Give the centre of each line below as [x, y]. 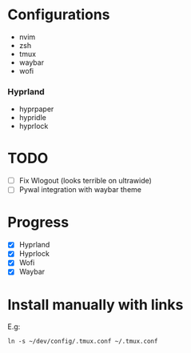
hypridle [33, 118]
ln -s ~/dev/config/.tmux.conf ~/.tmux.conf [83, 342]
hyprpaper [36, 109]
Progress [38, 223]
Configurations [59, 15]
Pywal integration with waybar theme [80, 190]
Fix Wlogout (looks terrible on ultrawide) [86, 181]
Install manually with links [95, 305]
